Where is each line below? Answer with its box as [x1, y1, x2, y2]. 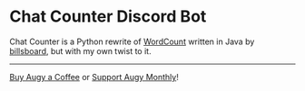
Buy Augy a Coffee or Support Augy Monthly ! [9, 71, 179, 82]
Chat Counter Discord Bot [9, 6, 207, 27]
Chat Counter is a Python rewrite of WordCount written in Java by [9, 36, 255, 47]
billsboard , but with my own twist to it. [9, 45, 152, 56]
